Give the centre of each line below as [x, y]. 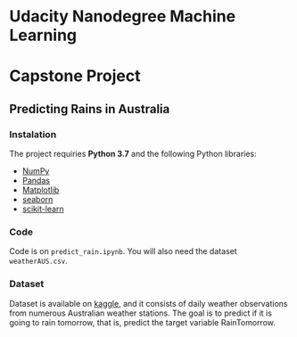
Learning [43, 35]
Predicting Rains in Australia [90, 109]
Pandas [36, 181]
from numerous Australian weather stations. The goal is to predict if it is [140, 313]
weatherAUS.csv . [39, 261]
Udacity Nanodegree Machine [123, 16]
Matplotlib [41, 190]
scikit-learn [43, 209]
